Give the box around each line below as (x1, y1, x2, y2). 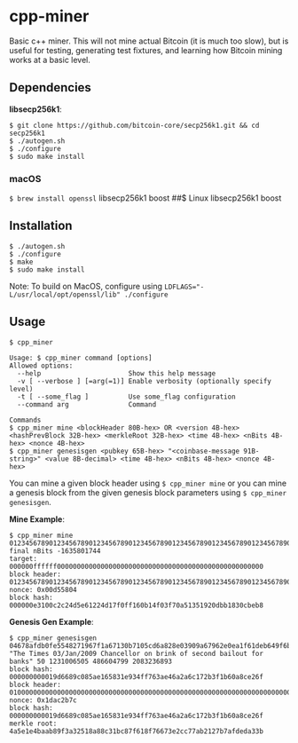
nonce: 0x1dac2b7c (9, 695, 77, 705)
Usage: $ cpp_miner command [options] (9, 353, 153, 362)
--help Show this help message (17, 368, 216, 378)
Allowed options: (9, 361, 74, 370)
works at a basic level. (9, 54, 91, 65)
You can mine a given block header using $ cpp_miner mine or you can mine (9, 478, 286, 488)
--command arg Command (17, 399, 157, 409)
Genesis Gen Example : (9, 616, 95, 627)
